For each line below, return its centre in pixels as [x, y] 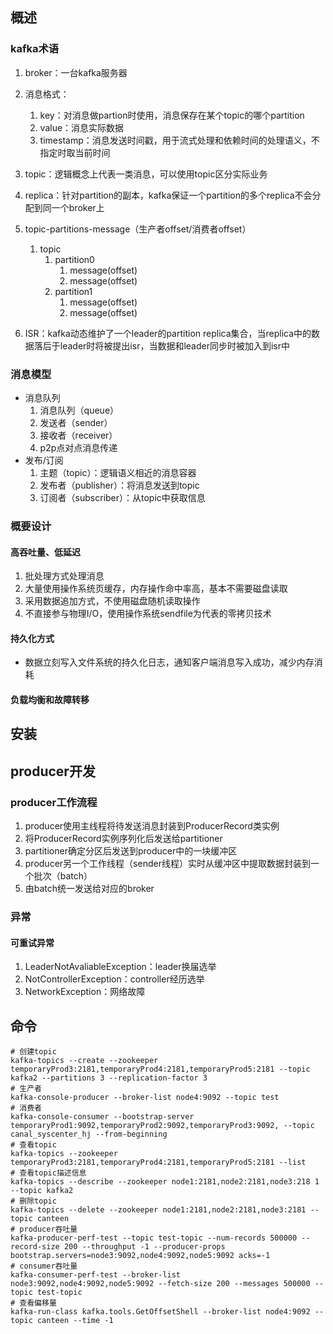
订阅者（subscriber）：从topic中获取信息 [122, 497]
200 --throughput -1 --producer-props [144, 1246]
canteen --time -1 [75, 1320]
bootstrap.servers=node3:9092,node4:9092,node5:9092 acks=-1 [140, 1255]
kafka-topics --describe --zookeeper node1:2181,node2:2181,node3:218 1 [165, 1181]
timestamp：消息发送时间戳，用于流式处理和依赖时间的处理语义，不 [179, 140]
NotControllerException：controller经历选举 [114, 979]
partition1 [73, 291]
